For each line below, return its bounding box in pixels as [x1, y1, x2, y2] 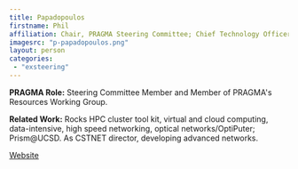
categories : [9, 54, 53, 63]
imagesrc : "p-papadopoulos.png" [9, 37, 129, 47]
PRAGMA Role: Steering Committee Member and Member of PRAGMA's [9, 86, 272, 98]
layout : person [9, 46, 66, 55]
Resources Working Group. [9, 96, 108, 107]
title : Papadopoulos [9, 12, 86, 22]
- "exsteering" [12, 63, 69, 72]
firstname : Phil [9, 21, 69, 30]
